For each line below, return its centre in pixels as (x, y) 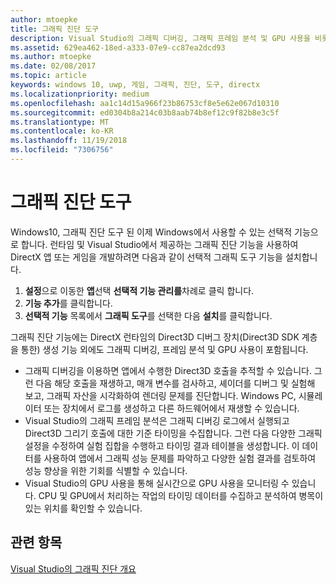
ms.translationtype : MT (60, 122)
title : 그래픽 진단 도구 (55, 29)
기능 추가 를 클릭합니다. (68, 303)
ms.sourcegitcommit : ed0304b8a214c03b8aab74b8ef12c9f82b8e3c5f (145, 112)
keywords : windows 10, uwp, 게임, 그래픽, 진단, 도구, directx (135, 85)
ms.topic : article (48, 76)
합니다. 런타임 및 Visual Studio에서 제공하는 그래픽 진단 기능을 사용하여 (159, 244)
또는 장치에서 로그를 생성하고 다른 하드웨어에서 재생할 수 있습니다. (171, 408)
